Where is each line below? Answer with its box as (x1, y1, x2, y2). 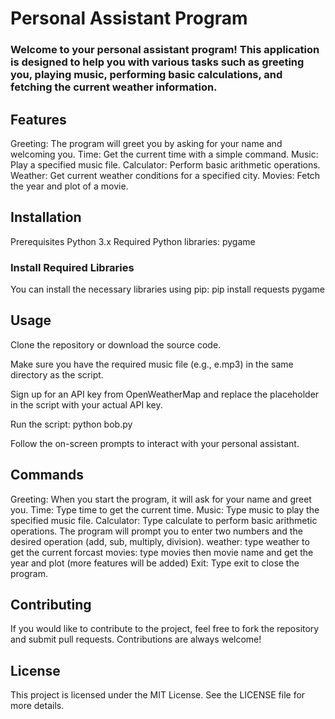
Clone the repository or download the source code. (10, 338, 222, 351)
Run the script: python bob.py (10, 418, 133, 430)
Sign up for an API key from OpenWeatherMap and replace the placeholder (10, 388, 320, 400)
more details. (10, 700, 65, 712)
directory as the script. (10, 368, 104, 381)
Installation (10, 209, 82, 226)
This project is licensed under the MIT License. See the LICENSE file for (10, 689, 306, 701)
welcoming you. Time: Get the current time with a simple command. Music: (10, 148, 319, 160)
